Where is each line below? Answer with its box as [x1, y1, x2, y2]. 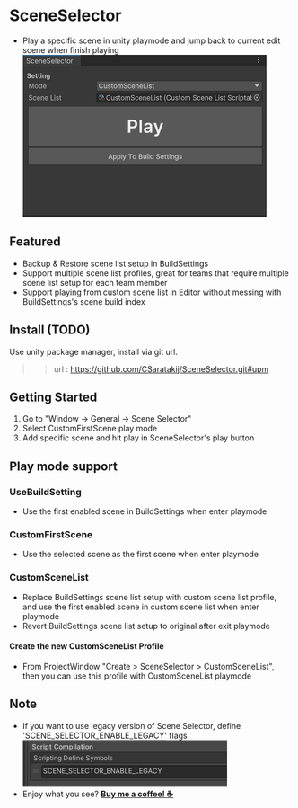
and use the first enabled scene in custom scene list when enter [22, 601, 260, 612]
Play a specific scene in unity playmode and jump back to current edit [22, 35, 281, 46]
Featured [9, 235, 61, 250]
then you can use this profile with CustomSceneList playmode [22, 670, 252, 681]
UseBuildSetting [9, 485, 83, 498]
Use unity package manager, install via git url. [9, 346, 178, 357]
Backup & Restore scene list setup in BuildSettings [22, 258, 209, 269]
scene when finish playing [22, 44, 119, 55]
